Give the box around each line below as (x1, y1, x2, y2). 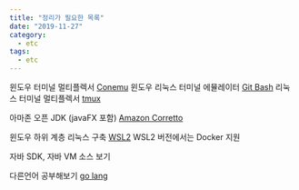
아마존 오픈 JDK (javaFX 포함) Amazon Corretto (9, 113, 184, 123)
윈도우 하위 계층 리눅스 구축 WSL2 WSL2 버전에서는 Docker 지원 (9, 132, 241, 142)
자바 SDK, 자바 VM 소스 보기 (9, 151, 111, 162)
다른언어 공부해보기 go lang (9, 170, 108, 181)
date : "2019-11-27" (9, 22, 84, 31)
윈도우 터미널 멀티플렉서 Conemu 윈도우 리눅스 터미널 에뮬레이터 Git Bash (9, 82, 274, 92)
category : (9, 30, 47, 39)
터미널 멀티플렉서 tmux (18, 93, 102, 104)
